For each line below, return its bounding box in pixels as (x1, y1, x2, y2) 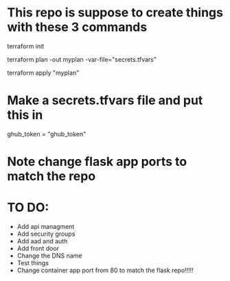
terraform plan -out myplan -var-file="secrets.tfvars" (7, 55, 157, 63)
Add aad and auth (16, 237, 68, 245)
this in (7, 108, 43, 123)
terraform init (7, 42, 45, 50)
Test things (16, 259, 49, 267)
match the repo (7, 169, 96, 184)
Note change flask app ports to (7, 154, 187, 169)
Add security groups (16, 230, 76, 238)
